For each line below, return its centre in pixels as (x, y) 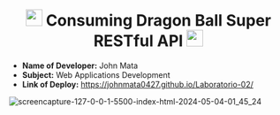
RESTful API (138, 41)
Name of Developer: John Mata (80, 65)
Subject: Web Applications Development (96, 74)
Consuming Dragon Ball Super (159, 21)
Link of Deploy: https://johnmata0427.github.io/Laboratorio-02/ (138, 84)
